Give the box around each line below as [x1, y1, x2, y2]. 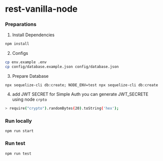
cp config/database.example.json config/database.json [5, 65, 119, 69]
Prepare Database [12, 73, 49, 79]
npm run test [5, 151, 32, 156]
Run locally [5, 117, 32, 124]
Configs [12, 50, 28, 56]
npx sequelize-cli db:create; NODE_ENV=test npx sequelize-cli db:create [5, 83, 159, 88]
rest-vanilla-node [5, 3, 78, 15]
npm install [5, 42, 29, 46]
